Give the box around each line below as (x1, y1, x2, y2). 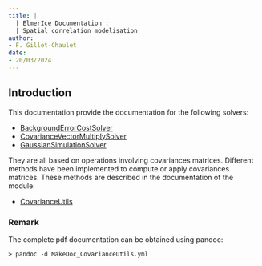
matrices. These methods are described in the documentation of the (8, 172, 234, 182)
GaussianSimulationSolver (19, 139, 107, 149)
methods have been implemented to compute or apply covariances (8, 163, 230, 173)
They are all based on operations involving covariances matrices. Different (8, 155, 254, 165)
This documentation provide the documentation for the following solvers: (8, 107, 249, 117)
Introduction (8, 86, 72, 100)
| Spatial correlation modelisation (15, 26, 138, 34)
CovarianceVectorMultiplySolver (19, 131, 127, 141)
